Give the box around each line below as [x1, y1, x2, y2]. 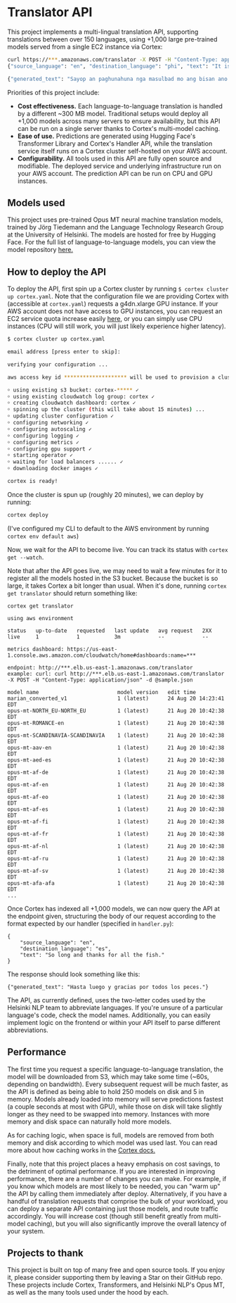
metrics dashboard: [7, 646, 65, 653]
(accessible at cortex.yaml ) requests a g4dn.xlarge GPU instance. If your [7, 300, 218, 308]
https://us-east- [67, 646, 118, 653]
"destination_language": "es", [20, 945, 112, 952]
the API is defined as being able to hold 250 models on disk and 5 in [7, 1087, 204, 1095]
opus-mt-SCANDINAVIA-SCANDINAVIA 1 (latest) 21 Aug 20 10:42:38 [7, 731, 225, 739]
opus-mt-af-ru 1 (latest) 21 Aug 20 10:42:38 [7, 855, 225, 862]
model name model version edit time [7, 688, 197, 695]
